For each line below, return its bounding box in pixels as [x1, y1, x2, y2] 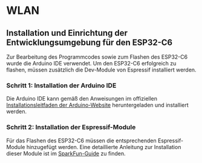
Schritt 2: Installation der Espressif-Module [6, 123, 136, 131]
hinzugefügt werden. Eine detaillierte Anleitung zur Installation [26, 143, 181, 150]
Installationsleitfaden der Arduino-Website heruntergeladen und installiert [6, 101, 189, 109]
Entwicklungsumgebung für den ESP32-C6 [6, 37, 173, 47]
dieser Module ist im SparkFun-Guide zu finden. [6, 150, 126, 157]
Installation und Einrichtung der [6, 28, 128, 38]
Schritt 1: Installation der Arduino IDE [6, 81, 117, 90]
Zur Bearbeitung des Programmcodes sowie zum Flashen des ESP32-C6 [6, 53, 188, 61]
